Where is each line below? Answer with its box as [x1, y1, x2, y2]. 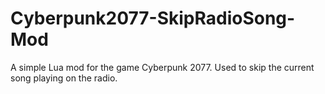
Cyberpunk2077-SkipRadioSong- [10, 7, 296, 30]
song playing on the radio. [10, 72, 118, 84]
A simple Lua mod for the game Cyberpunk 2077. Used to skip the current [10, 61, 315, 73]
